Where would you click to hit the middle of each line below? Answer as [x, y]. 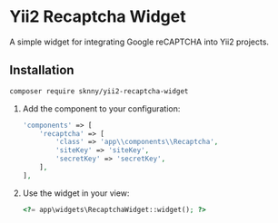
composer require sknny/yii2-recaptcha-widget [99, 91]
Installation [42, 70]
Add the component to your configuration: [101, 108]
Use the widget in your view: [76, 193]
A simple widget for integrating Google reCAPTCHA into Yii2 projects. [139, 42]
